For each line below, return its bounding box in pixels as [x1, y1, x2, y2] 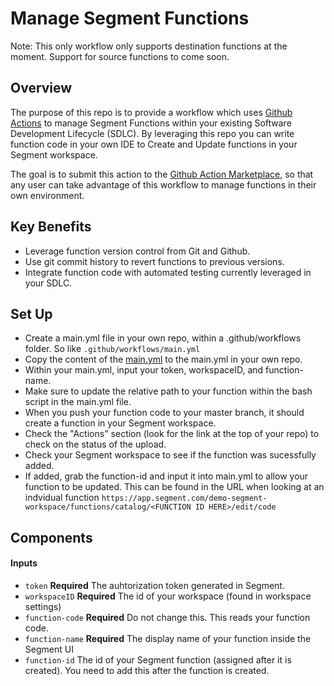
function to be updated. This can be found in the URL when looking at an [24, 481, 325, 493]
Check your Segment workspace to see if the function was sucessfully [24, 449, 317, 461]
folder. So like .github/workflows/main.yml [24, 343, 201, 355]
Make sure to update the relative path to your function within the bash [24, 385, 313, 397]
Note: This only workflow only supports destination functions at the [10, 40, 288, 52]
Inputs [10, 557, 38, 569]
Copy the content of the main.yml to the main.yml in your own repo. [24, 353, 303, 366]
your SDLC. [24, 277, 73, 289]
